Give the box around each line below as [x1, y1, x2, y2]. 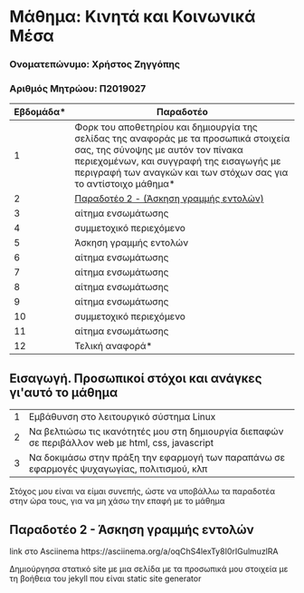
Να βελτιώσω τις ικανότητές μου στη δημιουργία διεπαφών [28, 425, 284, 438]
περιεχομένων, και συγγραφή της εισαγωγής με [74, 155, 281, 168]
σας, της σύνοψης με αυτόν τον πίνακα [74, 143, 244, 156]
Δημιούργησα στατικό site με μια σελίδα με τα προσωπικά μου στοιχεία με [9, 564, 289, 575]
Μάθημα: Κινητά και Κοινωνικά [9, 6, 256, 27]
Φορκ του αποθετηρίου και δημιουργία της [74, 121, 258, 133]
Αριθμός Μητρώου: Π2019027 [9, 83, 147, 95]
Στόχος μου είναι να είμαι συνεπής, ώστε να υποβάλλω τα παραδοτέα [9, 486, 276, 497]
